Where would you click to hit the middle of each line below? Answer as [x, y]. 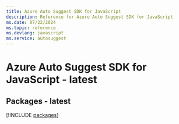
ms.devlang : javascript [35, 33]
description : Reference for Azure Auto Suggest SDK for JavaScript [90, 17]
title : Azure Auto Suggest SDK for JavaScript [64, 11]
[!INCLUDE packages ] [32, 115]
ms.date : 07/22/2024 [31, 22]
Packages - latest [38, 101]
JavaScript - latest [52, 80]
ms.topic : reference [31, 28]
